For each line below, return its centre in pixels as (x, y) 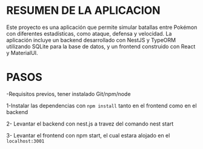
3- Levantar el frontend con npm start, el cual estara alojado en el (88, 135)
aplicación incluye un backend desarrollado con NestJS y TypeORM (91, 40)
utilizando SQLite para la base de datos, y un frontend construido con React (101, 46)
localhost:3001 (25, 141)
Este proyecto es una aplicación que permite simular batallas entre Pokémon (102, 27)
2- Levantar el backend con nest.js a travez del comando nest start (90, 124)
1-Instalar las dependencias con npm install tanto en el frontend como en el (101, 106)
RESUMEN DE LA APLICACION (83, 11)
